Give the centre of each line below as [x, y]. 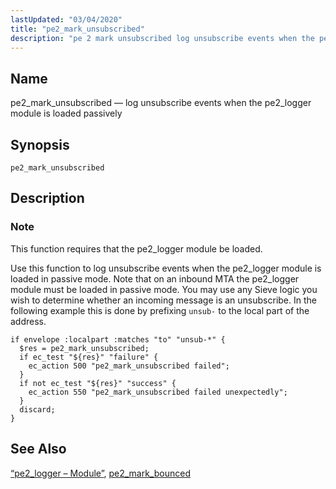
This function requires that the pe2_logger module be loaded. [136, 248]
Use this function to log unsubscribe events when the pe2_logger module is [166, 268]
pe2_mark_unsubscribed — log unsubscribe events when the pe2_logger [161, 103]
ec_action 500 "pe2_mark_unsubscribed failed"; [129, 366]
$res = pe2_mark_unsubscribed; [84, 348]
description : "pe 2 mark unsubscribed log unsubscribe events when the [162, 38]
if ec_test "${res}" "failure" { [89, 357]
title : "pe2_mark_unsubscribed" [77, 29]
